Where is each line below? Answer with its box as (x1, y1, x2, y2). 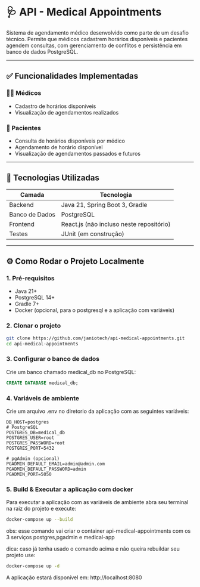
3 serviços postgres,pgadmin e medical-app (6, 534, 115, 541)
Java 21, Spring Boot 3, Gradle (61, 200, 148, 209)
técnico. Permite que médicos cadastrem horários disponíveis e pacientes (6, 35, 188, 42)
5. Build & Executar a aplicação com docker (6, 485, 133, 493)
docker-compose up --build (6, 517, 73, 523)
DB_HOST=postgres (6, 419, 49, 425)
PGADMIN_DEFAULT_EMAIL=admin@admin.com (6, 461, 105, 466)
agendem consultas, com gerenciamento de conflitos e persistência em (6, 42, 182, 49)
